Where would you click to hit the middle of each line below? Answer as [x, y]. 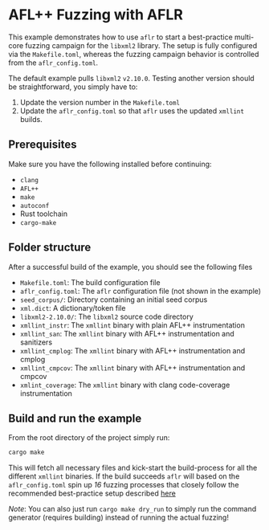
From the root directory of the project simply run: [89, 438]
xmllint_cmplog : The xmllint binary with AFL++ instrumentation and [132, 350]
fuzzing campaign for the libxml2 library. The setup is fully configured [141, 45]
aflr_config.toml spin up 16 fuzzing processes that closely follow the [124, 485]
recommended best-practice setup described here [92, 493]
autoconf [35, 206]
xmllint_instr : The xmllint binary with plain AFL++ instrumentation [132, 325]
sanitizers [36, 342]
